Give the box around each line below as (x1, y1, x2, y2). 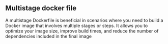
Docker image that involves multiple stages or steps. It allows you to (5, 22, 148, 28)
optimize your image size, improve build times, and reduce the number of (5, 27, 159, 34)
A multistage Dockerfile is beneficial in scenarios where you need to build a (5, 17, 163, 23)
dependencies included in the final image (5, 33, 92, 39)
